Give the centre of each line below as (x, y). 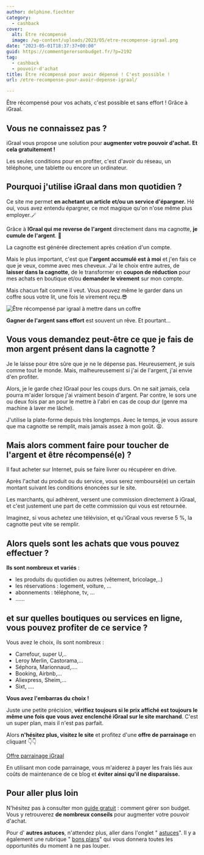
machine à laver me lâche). (40, 408)
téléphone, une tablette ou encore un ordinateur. (67, 168)
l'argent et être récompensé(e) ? (69, 455)
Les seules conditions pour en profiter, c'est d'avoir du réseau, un (89, 161)
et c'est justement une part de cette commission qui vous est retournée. (97, 506)
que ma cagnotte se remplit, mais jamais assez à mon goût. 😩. (85, 426)
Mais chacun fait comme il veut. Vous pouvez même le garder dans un (94, 290)
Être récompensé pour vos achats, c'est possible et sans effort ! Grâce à (97, 103)
